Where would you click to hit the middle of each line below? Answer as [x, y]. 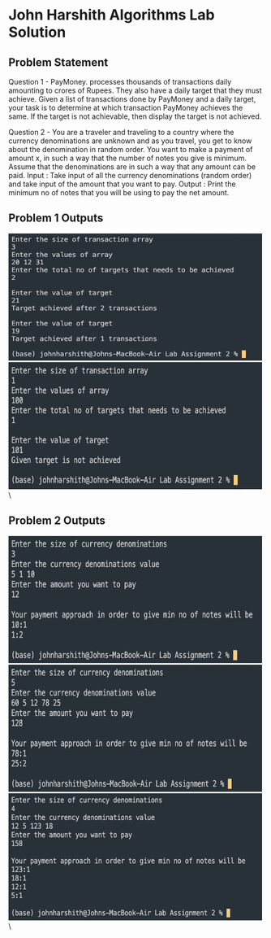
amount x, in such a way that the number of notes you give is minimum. [128, 158]
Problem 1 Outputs [56, 218]
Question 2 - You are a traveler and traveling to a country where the [121, 132]
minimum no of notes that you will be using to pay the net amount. [119, 192]
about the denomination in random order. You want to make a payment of [131, 149]
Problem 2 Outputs [57, 521]
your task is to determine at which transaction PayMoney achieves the [126, 108]
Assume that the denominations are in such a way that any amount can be [132, 167]
